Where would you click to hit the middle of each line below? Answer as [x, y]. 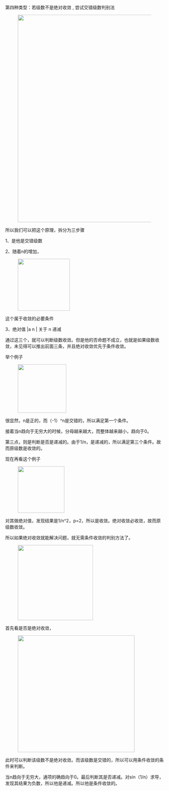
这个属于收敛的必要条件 [29, 318]
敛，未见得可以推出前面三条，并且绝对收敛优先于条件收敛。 [67, 346]
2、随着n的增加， [23, 251]
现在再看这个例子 [23, 459]
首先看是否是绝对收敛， [29, 628]
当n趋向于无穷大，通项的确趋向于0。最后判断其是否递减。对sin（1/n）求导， [84, 777]
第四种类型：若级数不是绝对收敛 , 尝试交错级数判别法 [60, 7]
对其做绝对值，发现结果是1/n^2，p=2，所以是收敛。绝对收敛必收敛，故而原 [83, 521]
